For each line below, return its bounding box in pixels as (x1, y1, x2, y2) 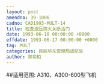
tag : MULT (6, 43, 31, 49)
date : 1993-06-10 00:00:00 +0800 (6, 31, 90, 37)
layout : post (6, 8, 39, 15)
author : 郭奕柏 (6, 54, 41, 60)
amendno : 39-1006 (6, 15, 50, 21)
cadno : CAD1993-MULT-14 (6, 20, 66, 26)
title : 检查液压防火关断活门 (6, 25, 70, 32)
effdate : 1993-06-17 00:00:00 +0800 (6, 37, 98, 43)
